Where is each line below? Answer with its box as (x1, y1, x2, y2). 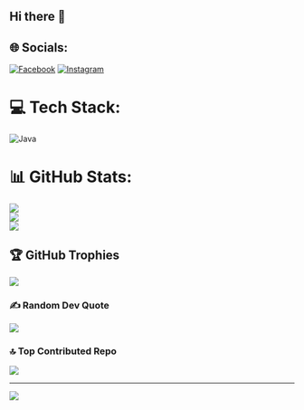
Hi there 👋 (9, 9, 66, 24)
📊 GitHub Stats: (9, 167, 133, 187)
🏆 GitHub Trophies (9, 248, 120, 263)
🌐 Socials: (9, 40, 69, 55)
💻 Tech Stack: (9, 97, 121, 118)
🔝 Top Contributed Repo (9, 345, 118, 358)
